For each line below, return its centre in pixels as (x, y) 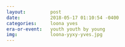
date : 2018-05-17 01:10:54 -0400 (63, 18)
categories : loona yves (42, 23)
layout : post (34, 12)
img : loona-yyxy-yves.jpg (55, 35)
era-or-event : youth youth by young (56, 29)
